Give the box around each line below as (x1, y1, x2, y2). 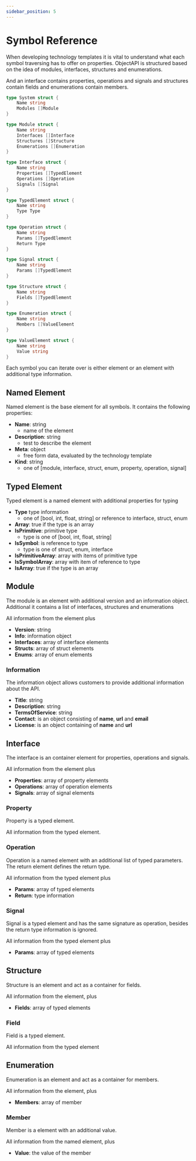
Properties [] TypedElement (16, 171, 82, 177)
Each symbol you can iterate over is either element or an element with (6, 364, 174, 371)
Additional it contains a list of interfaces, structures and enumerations (6, 603, 174, 610)
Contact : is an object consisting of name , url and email (14, 715, 149, 722)
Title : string (14, 696, 43, 704)
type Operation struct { (6, 224, 67, 231)
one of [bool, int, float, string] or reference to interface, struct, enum (23, 515, 188, 522)
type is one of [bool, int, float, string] (23, 533, 112, 540)
